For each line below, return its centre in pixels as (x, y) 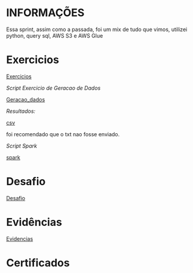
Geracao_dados (26, 99)
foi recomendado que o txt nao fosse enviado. (63, 134)
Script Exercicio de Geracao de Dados (53, 88)
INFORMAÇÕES (45, 13)
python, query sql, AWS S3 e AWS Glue (55, 35)
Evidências (34, 222)
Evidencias (20, 238)
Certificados (38, 263)
